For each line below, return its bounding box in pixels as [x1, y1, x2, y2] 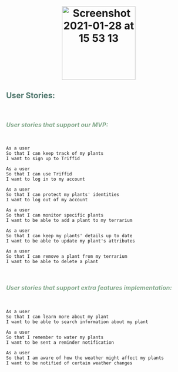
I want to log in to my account [6, 177, 85, 182]
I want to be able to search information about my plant [6, 318, 149, 325]
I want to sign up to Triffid [6, 156, 80, 162]
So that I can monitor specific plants [6, 212, 104, 218]
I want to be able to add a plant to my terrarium [6, 218, 133, 224]
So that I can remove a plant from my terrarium [6, 254, 127, 260]
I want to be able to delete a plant [6, 259, 99, 265]
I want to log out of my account [6, 197, 88, 203]
